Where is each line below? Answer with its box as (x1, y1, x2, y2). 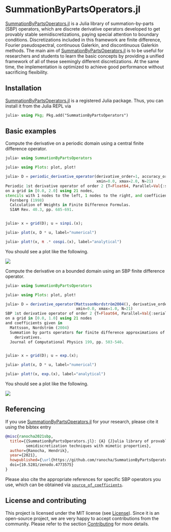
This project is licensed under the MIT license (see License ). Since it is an (5, 510, 160, 516)
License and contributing (5, 496, 87, 505)
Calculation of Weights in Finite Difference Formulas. (10, 202, 131, 207)
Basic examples (5, 127, 56, 136)
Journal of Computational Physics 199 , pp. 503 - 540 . (10, 339, 124, 344)
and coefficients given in (5, 321, 63, 326)
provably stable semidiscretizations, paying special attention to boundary (5, 31, 159, 37)
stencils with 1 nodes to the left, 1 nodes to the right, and (5, 193, 142, 198)
